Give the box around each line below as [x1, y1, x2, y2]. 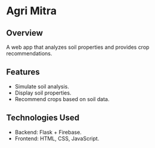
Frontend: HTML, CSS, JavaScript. [14, 135, 100, 142]
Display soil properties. [14, 89, 72, 96]
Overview [6, 28, 44, 38]
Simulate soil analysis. [14, 83, 70, 90]
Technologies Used [6, 113, 79, 123]
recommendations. [6, 50, 52, 57]
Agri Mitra [6, 4, 57, 18]
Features [6, 67, 40, 77]
